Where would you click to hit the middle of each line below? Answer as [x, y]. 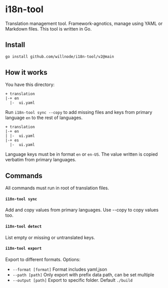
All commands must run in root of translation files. [57, 188]
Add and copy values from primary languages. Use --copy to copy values [82, 210]
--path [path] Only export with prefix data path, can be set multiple [83, 275]
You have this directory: [30, 84]
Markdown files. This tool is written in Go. [49, 28]
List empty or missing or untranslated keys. [50, 237]
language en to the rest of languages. [44, 118]
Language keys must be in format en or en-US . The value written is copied [81, 154]
